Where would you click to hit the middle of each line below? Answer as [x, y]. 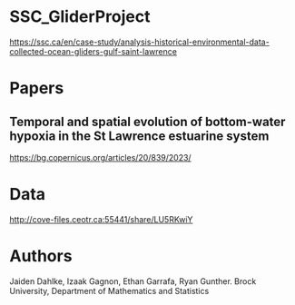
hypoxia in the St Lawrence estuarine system [139, 136]
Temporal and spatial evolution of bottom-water [147, 121]
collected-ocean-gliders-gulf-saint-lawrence [93, 51]
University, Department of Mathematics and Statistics [109, 290]
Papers [37, 89]
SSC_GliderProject [80, 17]
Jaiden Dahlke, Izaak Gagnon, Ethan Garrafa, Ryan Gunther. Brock [133, 281]
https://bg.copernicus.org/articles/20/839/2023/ [101, 157]
